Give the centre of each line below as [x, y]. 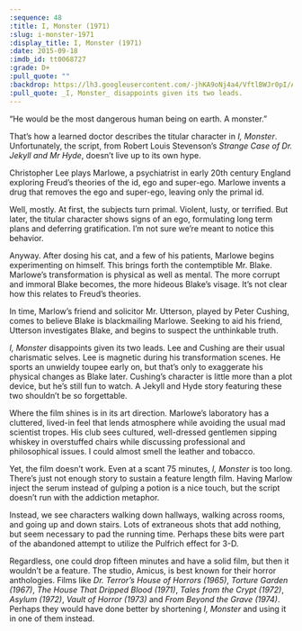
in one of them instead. [52, 618]
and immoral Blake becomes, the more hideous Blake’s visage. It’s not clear [148, 284]
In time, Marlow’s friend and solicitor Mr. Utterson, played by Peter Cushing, [149, 311]
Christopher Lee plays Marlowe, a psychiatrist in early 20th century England [150, 173]
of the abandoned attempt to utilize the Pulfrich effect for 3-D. [124, 543]
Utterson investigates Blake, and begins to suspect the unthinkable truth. [144, 330]
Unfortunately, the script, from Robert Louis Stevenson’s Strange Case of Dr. [151, 146]
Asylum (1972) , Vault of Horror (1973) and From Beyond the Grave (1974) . [145, 599]
